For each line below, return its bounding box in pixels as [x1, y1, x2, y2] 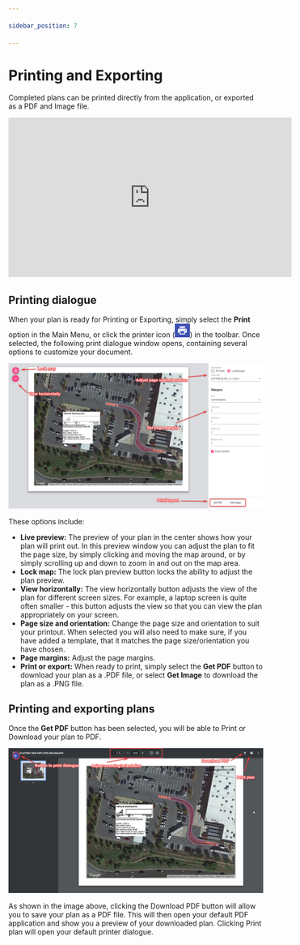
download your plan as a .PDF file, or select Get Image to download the [19, 669, 259, 680]
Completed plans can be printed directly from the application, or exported [8, 93, 255, 103]
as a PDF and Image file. [8, 101, 90, 111]
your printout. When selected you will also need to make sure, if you [19, 626, 247, 636]
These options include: [8, 516, 85, 526]
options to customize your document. [8, 347, 133, 357]
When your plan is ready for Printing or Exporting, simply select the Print [8, 314, 251, 324]
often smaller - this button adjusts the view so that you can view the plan [19, 601, 263, 611]
